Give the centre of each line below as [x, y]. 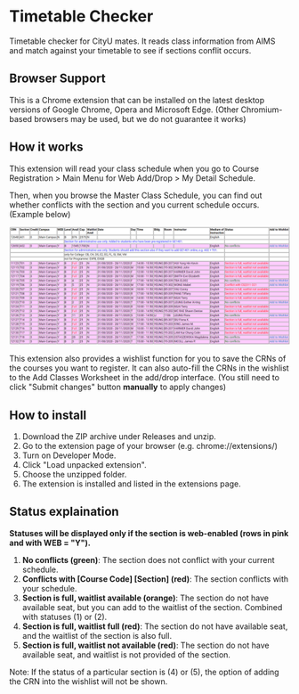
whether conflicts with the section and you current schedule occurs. [134, 204]
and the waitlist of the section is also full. [97, 635]
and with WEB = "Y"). [50, 543]
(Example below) [40, 214]
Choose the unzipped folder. [74, 475]
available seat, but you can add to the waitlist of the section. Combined [152, 607]
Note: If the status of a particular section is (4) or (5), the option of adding [144, 672]
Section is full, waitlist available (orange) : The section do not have [145, 598]
